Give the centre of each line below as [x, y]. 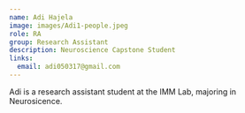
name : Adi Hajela [41, 17]
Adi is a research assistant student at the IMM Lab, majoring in [123, 91]
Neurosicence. [36, 101]
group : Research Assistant [59, 42]
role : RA [25, 34]
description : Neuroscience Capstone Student [92, 50]
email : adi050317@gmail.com [69, 67]
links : [21, 58]
